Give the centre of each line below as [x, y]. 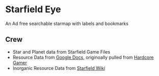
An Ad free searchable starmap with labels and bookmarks [67, 23]
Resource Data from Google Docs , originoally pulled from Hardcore [83, 57]
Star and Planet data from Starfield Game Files [61, 52]
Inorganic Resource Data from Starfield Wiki [59, 68]
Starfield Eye [33, 9]
